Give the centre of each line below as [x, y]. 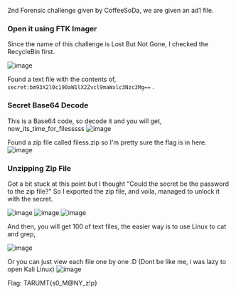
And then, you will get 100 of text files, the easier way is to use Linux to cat [117, 226]
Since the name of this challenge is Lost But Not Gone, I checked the [108, 44]
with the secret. [30, 199]
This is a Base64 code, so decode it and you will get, [85, 121]
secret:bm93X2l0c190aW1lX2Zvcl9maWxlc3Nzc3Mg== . [81, 87]
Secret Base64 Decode [48, 105]
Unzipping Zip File [39, 168]
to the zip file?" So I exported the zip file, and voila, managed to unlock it [114, 191]
